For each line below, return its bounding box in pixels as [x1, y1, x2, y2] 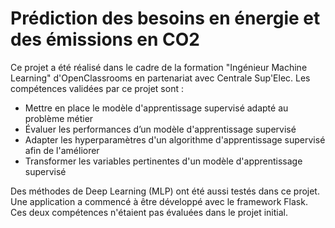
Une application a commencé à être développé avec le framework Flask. [10, 195, 308, 207]
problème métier [24, 112, 94, 124]
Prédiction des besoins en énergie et [10, 7, 321, 30]
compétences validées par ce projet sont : [10, 82, 184, 94]
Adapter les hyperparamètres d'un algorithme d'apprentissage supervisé [24, 133, 326, 146]
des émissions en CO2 [10, 28, 200, 51]
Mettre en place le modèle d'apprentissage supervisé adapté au [24, 102, 289, 114]
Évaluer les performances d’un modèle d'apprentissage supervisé [24, 123, 297, 135]
